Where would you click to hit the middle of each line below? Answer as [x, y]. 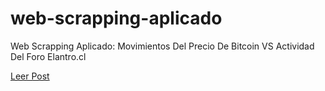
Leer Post [30, 76]
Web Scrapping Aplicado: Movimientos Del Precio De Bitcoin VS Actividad [162, 46]
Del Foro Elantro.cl [48, 56]
